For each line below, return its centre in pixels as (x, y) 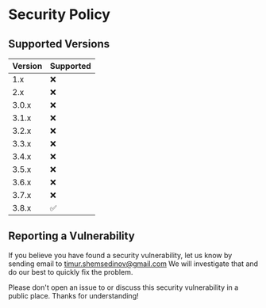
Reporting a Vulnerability (71, 236)
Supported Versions (59, 44)
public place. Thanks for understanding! (73, 295)
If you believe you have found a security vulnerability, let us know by (120, 255)
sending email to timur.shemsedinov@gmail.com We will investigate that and (133, 264)
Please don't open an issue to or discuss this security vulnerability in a (123, 287)
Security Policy (60, 15)
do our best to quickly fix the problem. (71, 272)
